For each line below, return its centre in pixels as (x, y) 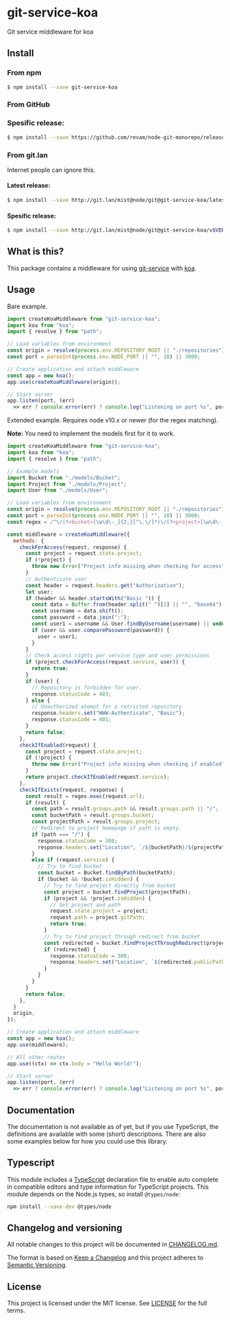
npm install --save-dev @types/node (59, 1207)
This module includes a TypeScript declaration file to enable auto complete (113, 1179)
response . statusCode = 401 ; (72, 720)
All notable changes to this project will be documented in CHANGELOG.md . (113, 1244)
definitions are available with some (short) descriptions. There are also (107, 1134)
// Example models (33, 471)
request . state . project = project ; (99, 911)
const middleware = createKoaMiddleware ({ (68, 534)
